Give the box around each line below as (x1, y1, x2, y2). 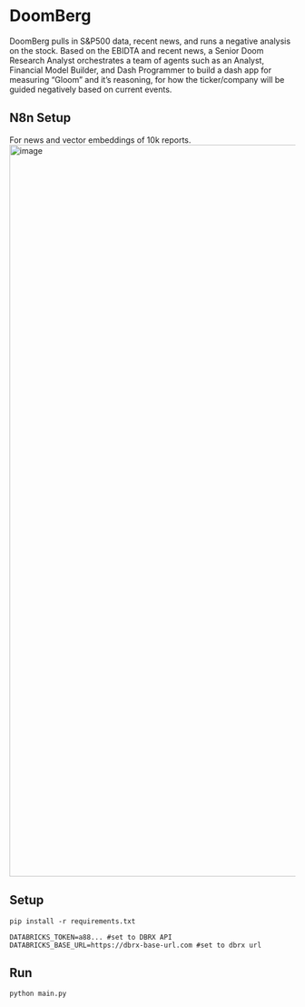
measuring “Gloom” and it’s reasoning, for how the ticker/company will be (9, 74, 285, 85)
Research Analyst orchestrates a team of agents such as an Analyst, (9, 55, 265, 65)
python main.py (9, 989, 67, 999)
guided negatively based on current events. (9, 84, 172, 95)
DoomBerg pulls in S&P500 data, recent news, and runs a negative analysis (9, 35, 291, 46)
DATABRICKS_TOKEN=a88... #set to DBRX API (9, 932, 172, 942)
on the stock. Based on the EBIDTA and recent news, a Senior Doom (9, 45, 264, 55)
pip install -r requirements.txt (9, 916, 136, 926)
